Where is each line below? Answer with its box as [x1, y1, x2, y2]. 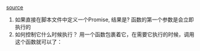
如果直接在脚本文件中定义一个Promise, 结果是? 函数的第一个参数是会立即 [14, 16, 194, 23]
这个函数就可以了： [14, 39, 63, 45]
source [6, 4, 24, 11]
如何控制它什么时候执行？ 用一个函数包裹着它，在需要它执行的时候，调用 [14, 31, 195, 38]
